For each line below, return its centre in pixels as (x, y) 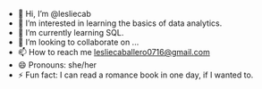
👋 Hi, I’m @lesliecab (54, 14)
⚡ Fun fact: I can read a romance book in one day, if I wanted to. (135, 75)
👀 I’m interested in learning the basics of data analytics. (120, 23)
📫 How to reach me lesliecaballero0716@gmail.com (114, 52)
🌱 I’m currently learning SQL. (71, 32)
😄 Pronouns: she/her (57, 65)
